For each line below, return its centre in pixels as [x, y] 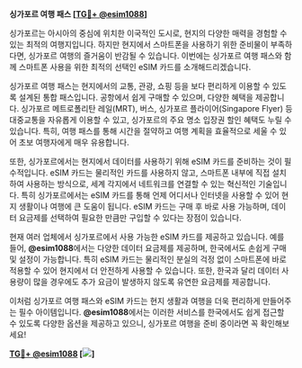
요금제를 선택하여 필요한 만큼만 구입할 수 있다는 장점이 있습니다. [130, 218]
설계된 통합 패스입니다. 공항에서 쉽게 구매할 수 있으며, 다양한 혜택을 [136, 97]
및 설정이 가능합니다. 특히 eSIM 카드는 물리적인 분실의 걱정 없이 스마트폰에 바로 [148, 259]
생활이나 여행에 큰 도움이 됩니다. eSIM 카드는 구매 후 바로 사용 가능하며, [144, 206]
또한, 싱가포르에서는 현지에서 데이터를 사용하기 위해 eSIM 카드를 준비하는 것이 [146, 162]
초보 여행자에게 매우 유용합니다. [74, 142]
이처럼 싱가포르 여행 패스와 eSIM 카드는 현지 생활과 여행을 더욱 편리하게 [135, 301]
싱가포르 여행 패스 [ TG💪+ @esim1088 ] [79, 14]
